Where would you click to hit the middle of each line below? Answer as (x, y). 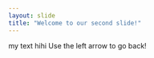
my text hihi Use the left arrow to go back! (77, 45)
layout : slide (32, 15)
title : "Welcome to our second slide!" (75, 23)
